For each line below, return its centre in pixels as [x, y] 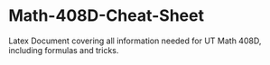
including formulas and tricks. [64, 50]
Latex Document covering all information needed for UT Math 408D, [135, 41]
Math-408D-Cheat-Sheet [107, 16]
